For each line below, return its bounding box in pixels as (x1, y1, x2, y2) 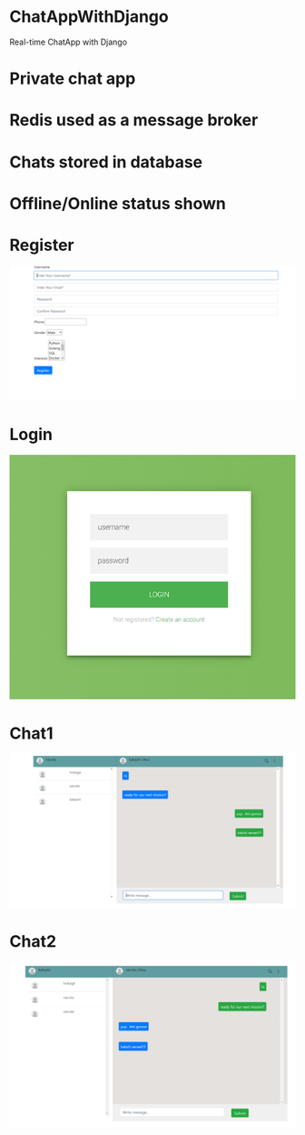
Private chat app (9, 68, 136, 89)
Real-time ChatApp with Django (9, 36, 128, 47)
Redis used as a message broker (9, 110, 259, 131)
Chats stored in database (9, 152, 203, 172)
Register (9, 235, 74, 256)
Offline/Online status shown (9, 193, 227, 214)
